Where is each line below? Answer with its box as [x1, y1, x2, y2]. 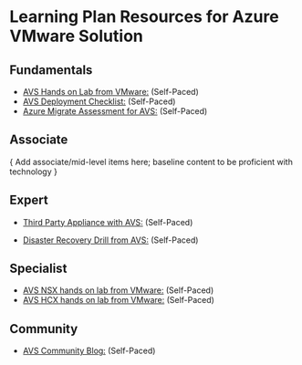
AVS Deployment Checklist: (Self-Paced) [22, 96, 176, 107]
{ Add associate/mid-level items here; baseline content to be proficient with [9, 156, 294, 167]
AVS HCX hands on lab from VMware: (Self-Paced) [22, 295, 214, 306]
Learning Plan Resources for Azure [9, 6, 280, 27]
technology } [9, 166, 57, 177]
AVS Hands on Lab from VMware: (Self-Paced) [22, 87, 199, 97]
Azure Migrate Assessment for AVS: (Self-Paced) [22, 106, 208, 116]
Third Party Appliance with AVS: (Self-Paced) [22, 216, 193, 227]
